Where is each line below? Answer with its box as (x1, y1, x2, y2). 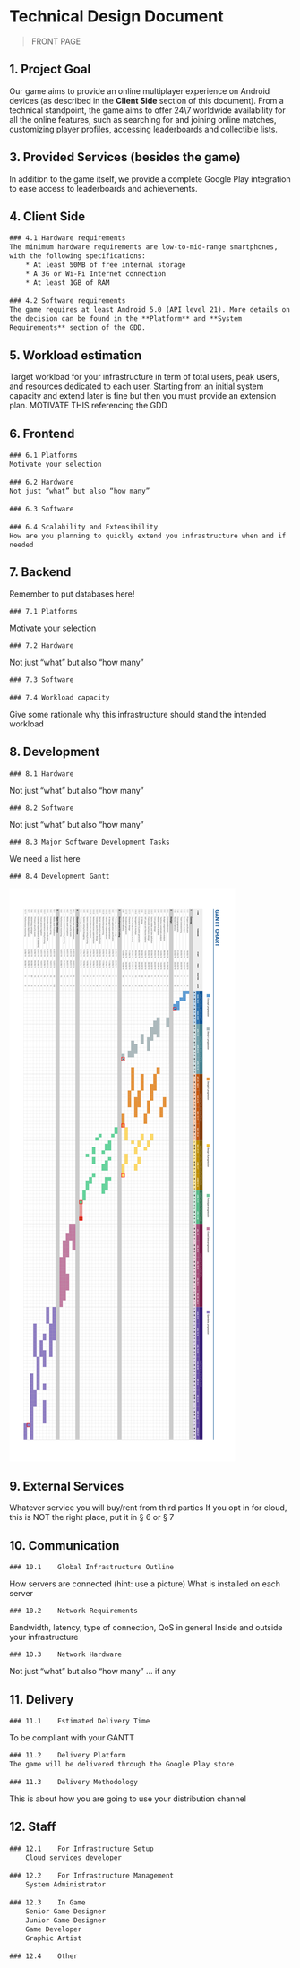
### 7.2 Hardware (9, 640, 74, 650)
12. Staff (9, 1819, 56, 1835)
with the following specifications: (9, 252, 146, 261)
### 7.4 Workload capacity (9, 692, 110, 702)
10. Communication (9, 1538, 120, 1553)
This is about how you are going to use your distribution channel (9, 1793, 246, 1804)
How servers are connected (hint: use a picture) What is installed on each (9, 1578, 280, 1589)
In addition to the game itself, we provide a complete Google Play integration (9, 173, 291, 185)
